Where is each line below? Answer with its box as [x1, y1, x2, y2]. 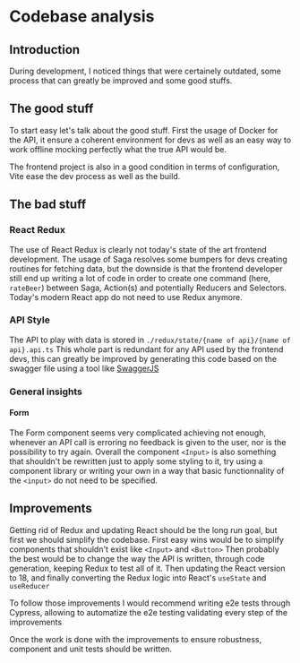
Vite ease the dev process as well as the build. [9, 170, 181, 181]
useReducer [9, 581, 50, 590]
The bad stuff [9, 197, 87, 212]
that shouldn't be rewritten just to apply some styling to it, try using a [9, 455, 263, 467]
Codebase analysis [9, 6, 155, 27]
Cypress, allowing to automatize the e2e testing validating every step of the [9, 607, 288, 617]
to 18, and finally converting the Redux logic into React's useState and [9, 572, 267, 583]
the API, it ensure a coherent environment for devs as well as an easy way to [9, 134, 292, 145]
